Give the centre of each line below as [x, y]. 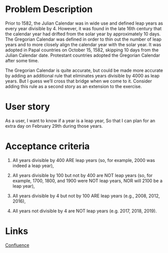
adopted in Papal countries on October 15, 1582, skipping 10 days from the [82, 50]
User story [28, 107]
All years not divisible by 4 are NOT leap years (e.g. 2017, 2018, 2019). [85, 211]
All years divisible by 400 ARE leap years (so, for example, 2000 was [84, 160]
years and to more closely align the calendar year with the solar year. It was [83, 44]
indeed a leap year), [33, 165]
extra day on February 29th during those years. [54, 126]
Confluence [17, 245]
